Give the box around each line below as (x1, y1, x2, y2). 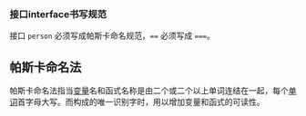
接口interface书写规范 (9, 7, 107, 20)
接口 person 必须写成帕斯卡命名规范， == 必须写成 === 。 (9, 30, 216, 42)
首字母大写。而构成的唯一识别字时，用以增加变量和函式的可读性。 (17, 97, 265, 108)
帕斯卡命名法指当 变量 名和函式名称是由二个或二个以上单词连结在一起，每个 (9, 85, 289, 96)
